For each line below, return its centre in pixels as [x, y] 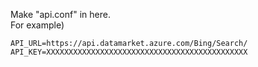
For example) [37, 25]
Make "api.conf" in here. [60, 14]
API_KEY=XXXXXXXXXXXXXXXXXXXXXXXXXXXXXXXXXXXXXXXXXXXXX [129, 52]
